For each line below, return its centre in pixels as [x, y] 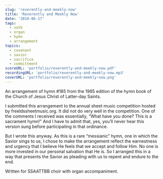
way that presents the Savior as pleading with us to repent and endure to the [82, 157]
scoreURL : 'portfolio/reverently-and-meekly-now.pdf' [61, 69]
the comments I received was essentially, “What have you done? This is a [79, 116]
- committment [24, 64]
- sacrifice [22, 59]
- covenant [20, 50]
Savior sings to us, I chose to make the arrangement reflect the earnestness [81, 141]
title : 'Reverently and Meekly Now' [42, 14]
